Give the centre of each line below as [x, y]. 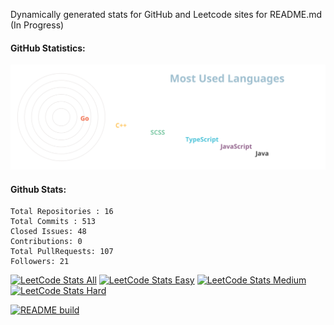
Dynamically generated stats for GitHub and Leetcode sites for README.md [166, 14]
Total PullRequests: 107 [62, 252]
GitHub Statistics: [48, 48]
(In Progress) [37, 25]
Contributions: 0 [46, 242]
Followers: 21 [40, 262]
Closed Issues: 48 [48, 232]
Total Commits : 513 [53, 222]
